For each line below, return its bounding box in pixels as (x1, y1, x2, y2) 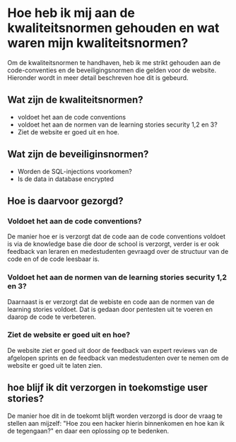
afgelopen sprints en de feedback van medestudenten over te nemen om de (7, 354, 229, 362)
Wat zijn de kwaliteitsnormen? (7, 94, 143, 106)
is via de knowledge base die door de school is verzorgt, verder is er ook (7, 240, 220, 248)
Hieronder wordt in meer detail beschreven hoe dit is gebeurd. (7, 73, 189, 82)
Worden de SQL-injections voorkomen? (17, 167, 132, 175)
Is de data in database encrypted (17, 175, 114, 183)
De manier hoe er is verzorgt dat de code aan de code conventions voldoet (7, 232, 226, 241)
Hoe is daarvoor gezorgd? (7, 194, 124, 207)
